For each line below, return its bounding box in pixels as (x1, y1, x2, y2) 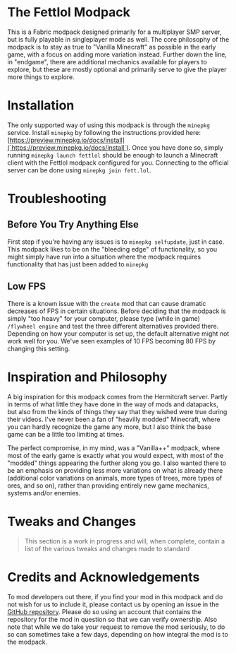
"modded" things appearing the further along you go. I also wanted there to (7, 459, 227, 467)
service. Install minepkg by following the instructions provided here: (7, 128, 201, 136)
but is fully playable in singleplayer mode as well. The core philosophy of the (7, 35, 230, 43)
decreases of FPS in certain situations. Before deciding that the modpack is (7, 307, 227, 315)
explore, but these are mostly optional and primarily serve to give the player (7, 65, 227, 73)
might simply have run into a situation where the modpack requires (7, 252, 201, 261)
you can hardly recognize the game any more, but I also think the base (7, 422, 212, 431)
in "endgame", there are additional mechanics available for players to (7, 57, 208, 66)
